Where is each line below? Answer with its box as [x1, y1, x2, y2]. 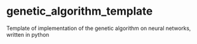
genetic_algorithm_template [6, 4, 153, 18]
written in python [6, 31, 50, 38]
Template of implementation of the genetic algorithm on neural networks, [6, 24, 191, 32]
